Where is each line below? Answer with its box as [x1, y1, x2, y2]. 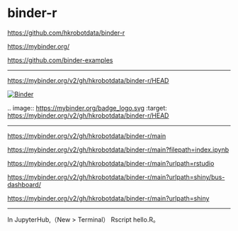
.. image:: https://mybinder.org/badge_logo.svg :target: [7, 103, 168, 112]
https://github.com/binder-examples [7, 55, 113, 64]
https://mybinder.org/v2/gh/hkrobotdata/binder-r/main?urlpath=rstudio [7, 159, 215, 167]
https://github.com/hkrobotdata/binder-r [7, 28, 125, 37]
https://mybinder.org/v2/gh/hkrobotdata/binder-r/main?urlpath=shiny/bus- [7, 172, 225, 181]
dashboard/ [7, 180, 41, 188]
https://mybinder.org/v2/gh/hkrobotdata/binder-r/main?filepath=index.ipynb [7, 145, 229, 154]
